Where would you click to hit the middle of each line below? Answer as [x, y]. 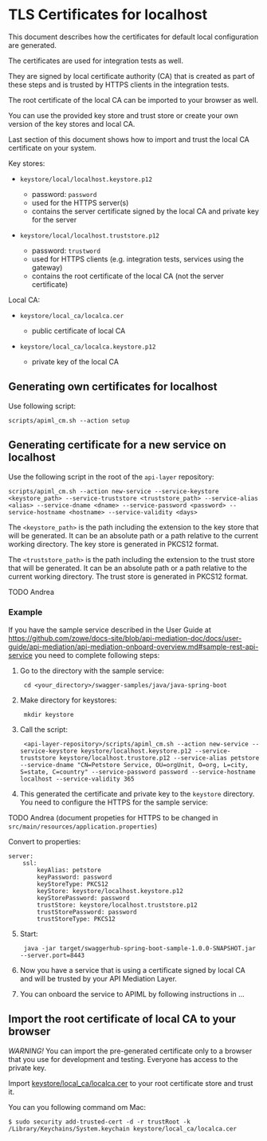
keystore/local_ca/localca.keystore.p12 [88, 347]
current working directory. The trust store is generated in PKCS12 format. [128, 576]
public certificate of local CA [79, 330]
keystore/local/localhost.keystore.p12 [86, 179]
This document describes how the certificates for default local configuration [133, 37]
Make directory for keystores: [68, 700]
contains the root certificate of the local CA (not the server [128, 276]
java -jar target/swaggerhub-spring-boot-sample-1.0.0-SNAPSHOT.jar [140, 948]
